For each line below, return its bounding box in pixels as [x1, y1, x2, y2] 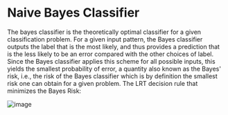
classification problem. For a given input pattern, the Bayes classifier [7, 35, 203, 43]
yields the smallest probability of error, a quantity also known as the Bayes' [7, 64, 222, 73]
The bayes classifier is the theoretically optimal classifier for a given [7, 28, 202, 36]
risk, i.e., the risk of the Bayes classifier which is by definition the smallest [7, 71, 218, 80]
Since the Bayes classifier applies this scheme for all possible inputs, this [7, 57, 216, 65]
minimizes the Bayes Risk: [7, 87, 82, 95]
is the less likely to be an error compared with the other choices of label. [7, 50, 213, 58]
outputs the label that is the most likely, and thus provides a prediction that [7, 42, 220, 51]
